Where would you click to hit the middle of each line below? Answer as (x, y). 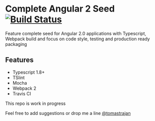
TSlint (19, 77)
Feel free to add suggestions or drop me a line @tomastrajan (68, 113)
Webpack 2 (24, 88)
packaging (16, 44)
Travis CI (22, 93)
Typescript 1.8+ (29, 72)
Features (19, 60)
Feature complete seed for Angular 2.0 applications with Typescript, (76, 33)
